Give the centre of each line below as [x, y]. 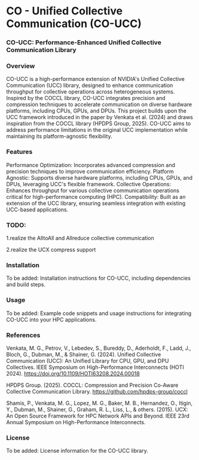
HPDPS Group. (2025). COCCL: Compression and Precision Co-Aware [92, 385]
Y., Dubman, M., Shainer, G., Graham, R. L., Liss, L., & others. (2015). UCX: [97, 409]
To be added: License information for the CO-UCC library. [77, 451]
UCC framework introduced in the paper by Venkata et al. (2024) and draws [99, 117]
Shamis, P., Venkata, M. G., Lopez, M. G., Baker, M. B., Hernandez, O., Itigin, [99, 403]
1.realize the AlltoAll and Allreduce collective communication [80, 238]
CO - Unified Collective [65, 11]
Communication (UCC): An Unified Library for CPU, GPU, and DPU [88, 361]
